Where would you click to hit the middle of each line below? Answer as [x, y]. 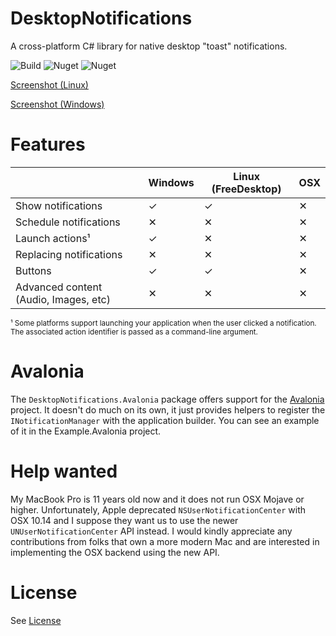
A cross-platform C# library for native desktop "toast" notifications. [149, 46]
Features [48, 144]
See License [36, 620]
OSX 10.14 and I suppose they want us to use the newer [124, 520]
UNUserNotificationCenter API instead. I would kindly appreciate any [151, 531]
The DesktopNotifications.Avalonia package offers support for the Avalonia [167, 399]
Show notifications [59, 205]
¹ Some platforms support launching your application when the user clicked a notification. [163, 323]
